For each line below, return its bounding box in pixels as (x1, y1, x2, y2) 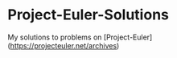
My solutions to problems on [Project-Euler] (7, 32, 153, 42)
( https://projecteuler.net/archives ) (7, 40, 120, 50)
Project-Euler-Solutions (7, 6, 170, 24)
